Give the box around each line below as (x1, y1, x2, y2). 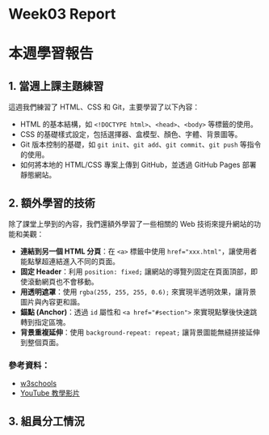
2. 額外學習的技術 (8, 196, 95, 210)
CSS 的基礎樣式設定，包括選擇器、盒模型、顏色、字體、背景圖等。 (19, 130, 242, 139)
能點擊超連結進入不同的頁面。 (19, 257, 120, 266)
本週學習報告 (8, 45, 95, 63)
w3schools (19, 378, 57, 389)
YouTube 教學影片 (19, 388, 81, 398)
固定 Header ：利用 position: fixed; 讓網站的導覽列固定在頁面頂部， (19, 267, 251, 276)
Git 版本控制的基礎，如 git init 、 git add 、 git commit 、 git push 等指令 (19, 139, 262, 150)
